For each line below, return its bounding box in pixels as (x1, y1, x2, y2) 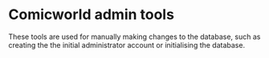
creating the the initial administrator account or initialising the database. (8, 40, 246, 49)
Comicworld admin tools (8, 6, 175, 24)
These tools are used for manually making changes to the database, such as (8, 32, 261, 41)
